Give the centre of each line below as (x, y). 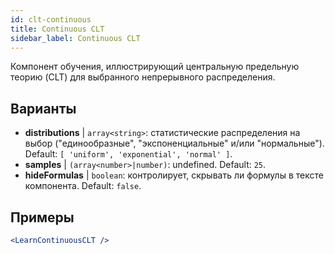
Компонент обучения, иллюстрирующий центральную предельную (155, 67)
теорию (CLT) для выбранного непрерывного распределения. (143, 77)
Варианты (43, 108)
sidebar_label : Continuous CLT (75, 38)
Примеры (42, 217)
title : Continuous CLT (57, 29)
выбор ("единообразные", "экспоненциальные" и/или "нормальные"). (174, 143)
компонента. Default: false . (83, 186)
